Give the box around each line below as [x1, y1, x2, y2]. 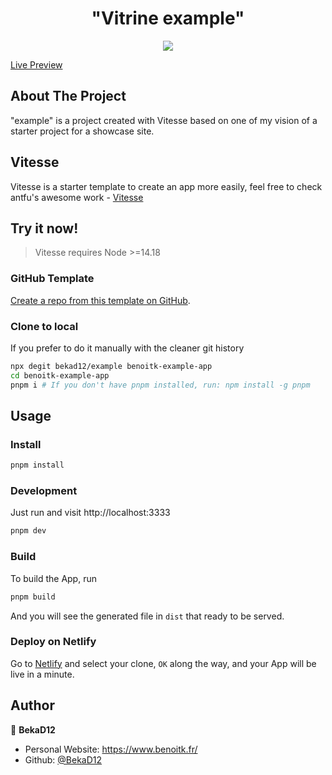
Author [10, 697, 55, 714]
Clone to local [10, 319, 79, 333]
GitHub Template [10, 272, 95, 286]
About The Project [10, 88, 127, 105]
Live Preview [10, 58, 63, 71]
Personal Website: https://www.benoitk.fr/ [24, 743, 198, 755]
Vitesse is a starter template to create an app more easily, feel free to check [10, 180, 323, 192]
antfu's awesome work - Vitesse [10, 191, 144, 203]
